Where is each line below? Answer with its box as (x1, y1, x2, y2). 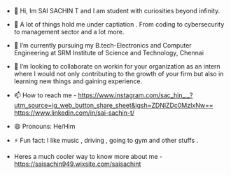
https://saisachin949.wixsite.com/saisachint (13, 160, 141, 168)
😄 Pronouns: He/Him (13, 122, 76, 130)
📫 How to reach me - (13, 91, 77, 99)
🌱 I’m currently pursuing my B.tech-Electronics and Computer (13, 41, 192, 49)
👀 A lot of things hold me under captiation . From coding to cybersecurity (13, 20, 225, 28)
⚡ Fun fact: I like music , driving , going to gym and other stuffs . (13, 136, 199, 144)
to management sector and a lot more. (13, 28, 125, 36)
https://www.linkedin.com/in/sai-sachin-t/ (13, 108, 135, 117)
